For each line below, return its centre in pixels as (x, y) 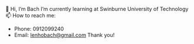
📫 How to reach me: (31, 15)
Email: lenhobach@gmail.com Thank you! (64, 35)
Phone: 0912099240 (39, 29)
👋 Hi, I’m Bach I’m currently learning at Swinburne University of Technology (97, 9)
